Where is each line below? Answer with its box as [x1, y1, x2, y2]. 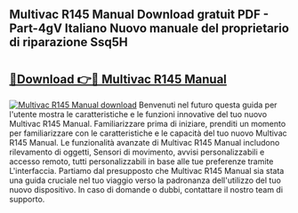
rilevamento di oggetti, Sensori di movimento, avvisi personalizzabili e [9, 146, 265, 157]
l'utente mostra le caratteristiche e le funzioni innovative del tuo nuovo [9, 109, 268, 119]
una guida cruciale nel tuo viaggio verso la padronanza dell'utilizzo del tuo [9, 175, 282, 185]
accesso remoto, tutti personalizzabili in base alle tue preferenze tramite [9, 156, 274, 167]
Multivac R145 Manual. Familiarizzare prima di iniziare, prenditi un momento [9, 119, 286, 129]
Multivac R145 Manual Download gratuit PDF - [9, 7, 270, 22]
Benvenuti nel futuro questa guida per [139, 99, 278, 110]
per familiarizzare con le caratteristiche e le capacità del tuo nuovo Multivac [9, 128, 287, 138]
